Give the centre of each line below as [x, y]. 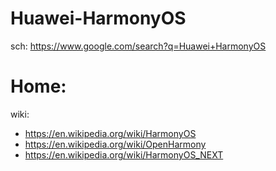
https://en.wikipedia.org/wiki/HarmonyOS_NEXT [124, 154]
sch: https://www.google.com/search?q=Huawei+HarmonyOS [138, 46]
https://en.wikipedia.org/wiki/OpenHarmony [115, 144]
